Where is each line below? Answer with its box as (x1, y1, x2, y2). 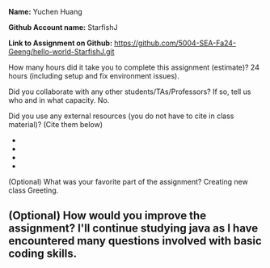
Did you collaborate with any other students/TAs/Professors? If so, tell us (8, 87, 251, 96)
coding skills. (8, 247, 78, 261)
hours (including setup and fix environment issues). (8, 71, 180, 80)
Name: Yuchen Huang (8, 7, 82, 16)
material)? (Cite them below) (8, 120, 103, 129)
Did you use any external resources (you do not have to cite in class (8, 111, 234, 121)
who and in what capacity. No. (8, 96, 110, 104)
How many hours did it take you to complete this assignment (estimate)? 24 (8, 62, 260, 72)
